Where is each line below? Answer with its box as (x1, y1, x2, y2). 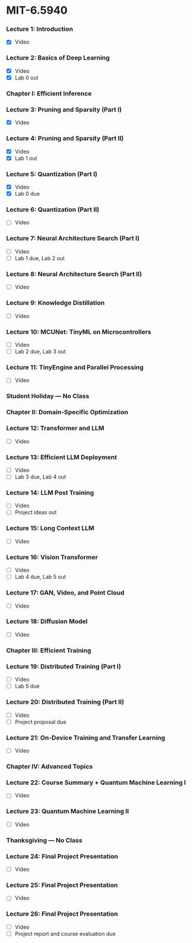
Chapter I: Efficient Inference (6, 89, 92, 97)
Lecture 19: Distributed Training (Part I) (6, 662, 121, 670)
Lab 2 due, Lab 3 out (14, 347, 66, 355)
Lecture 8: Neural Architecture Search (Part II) (6, 270, 142, 278)
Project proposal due (14, 718, 67, 725)
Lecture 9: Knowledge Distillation (6, 299, 105, 307)
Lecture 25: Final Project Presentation (6, 881, 118, 889)
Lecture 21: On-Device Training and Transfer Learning (6, 734, 166, 742)
